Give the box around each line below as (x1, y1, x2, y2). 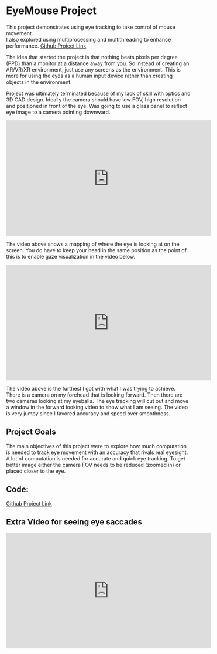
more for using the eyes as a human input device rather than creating (6, 72, 173, 79)
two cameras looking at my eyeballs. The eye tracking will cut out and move (6, 397, 189, 404)
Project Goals (6, 427, 57, 437)
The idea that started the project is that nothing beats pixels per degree (6, 53, 178, 60)
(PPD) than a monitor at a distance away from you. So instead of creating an (6, 60, 190, 67)
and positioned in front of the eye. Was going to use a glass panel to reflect (6, 102, 187, 109)
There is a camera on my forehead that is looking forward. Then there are (6, 391, 183, 398)
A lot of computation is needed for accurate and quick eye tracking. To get (6, 455, 186, 462)
